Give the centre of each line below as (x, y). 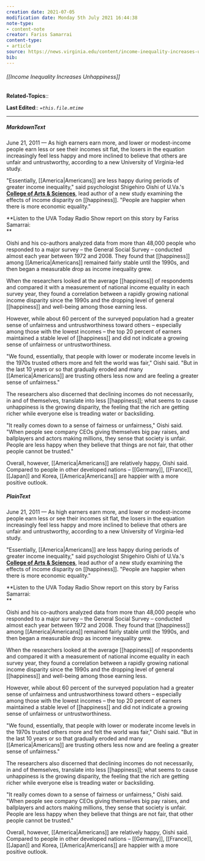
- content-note (26, 29)
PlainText (18, 496)
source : (16, 52)
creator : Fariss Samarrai (39, 35)
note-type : (20, 23)
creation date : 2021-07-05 (41, 12)
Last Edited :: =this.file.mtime (45, 107)
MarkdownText (26, 127)
